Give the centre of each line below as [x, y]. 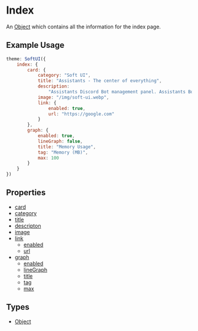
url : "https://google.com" [81, 114]
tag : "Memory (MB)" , [63, 152]
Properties [26, 193]
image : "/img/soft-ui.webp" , [73, 97]
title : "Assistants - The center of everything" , [100, 81]
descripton [28, 226]
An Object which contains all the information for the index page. [83, 27]
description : [53, 86]
